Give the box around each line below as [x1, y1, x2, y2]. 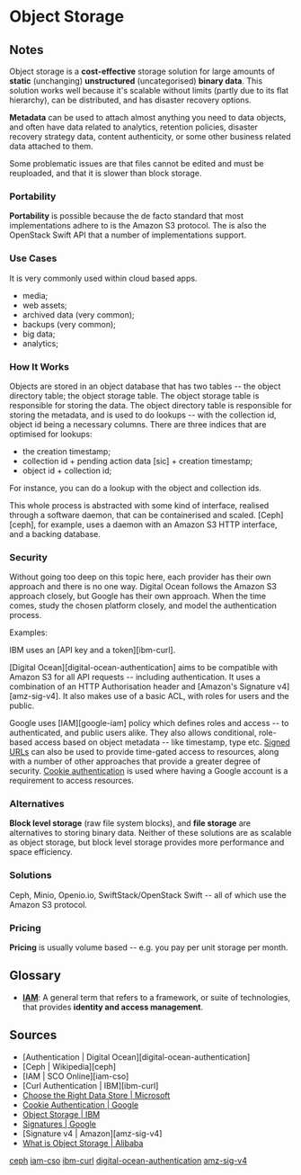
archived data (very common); [22, 309, 135, 320]
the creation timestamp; [22, 445, 111, 456]
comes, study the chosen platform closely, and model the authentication [9, 600, 277, 611]
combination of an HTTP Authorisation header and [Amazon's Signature [9, 681, 276, 692]
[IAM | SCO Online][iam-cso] [22, 1071, 129, 1081]
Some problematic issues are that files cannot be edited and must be [9, 158, 264, 168]
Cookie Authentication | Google [22, 1099, 139, 1110]
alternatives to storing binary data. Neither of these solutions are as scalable [9, 828, 292, 839]
